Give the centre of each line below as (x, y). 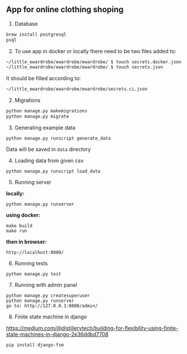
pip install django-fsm (35, 345)
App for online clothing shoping (65, 10)
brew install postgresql (36, 35)
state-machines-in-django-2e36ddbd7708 (57, 334)
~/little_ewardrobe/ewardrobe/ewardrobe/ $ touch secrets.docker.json (94, 62)
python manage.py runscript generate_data (58, 138)
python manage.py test (34, 274)
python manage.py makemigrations (47, 111)
